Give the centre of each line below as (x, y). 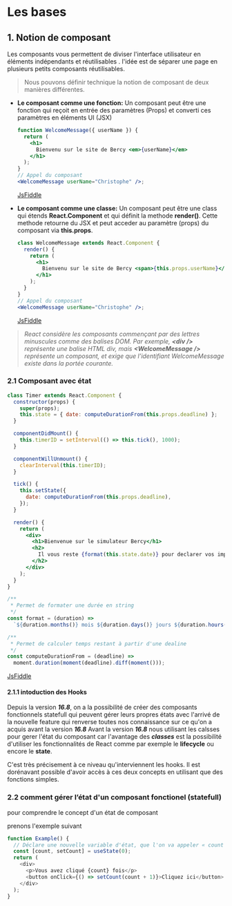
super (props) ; (40, 408)
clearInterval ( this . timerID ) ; (63, 465)
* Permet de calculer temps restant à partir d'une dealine (98, 643)
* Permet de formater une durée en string (72, 605)
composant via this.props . (55, 230)
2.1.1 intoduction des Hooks (47, 692)
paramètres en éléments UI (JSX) (65, 117)
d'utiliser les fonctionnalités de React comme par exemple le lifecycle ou (110, 744)
